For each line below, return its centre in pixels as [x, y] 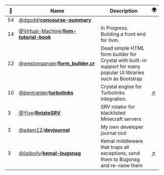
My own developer [122, 127]
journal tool [114, 133]
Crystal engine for [121, 87]
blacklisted [113, 113]
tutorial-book [35, 37]
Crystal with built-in [124, 60]
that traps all [115, 147]
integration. [114, 99]
